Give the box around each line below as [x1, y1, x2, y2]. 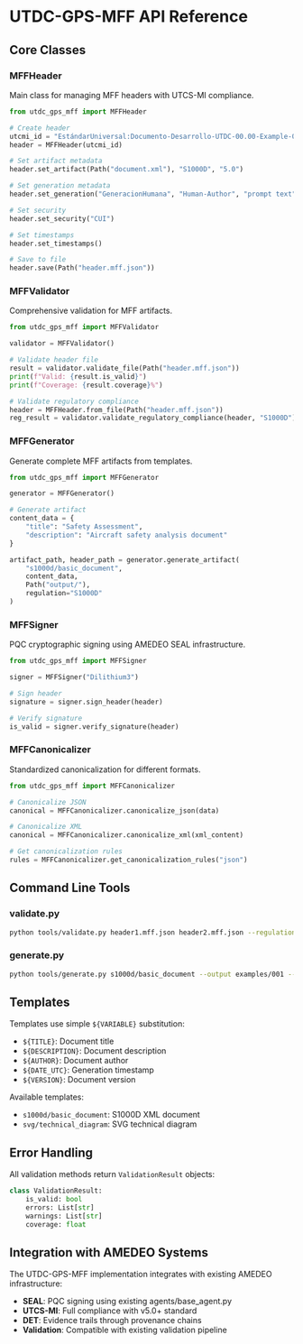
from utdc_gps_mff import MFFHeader [9, 106, 147, 116]
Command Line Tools [9, 880, 131, 896]
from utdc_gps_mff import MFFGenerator [9, 473, 160, 482]
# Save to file [9, 255, 67, 264]
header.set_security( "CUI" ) [9, 214, 115, 223]
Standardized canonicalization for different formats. [9, 764, 201, 775]
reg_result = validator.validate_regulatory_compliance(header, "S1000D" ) [9, 413, 297, 423]
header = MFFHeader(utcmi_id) [9, 140, 124, 150]
